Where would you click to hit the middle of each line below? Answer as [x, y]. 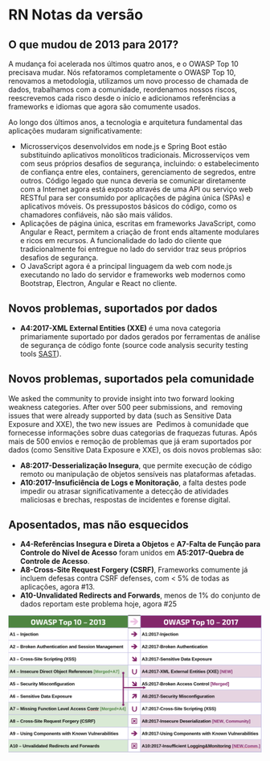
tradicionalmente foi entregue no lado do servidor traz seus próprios [133, 249]
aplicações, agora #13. [57, 587]
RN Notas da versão [76, 15]
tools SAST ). [41, 354]
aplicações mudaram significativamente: [75, 131]
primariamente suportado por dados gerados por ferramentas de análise [140, 337]
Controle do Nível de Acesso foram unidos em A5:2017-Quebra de [132, 552]
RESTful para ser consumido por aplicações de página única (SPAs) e [135, 198]
